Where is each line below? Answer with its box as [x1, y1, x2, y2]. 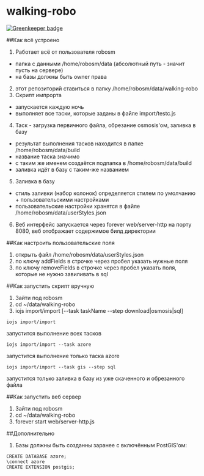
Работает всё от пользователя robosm [15, 48, 116, 56]
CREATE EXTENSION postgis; [6, 464, 75, 470]
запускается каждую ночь [15, 103, 84, 111]
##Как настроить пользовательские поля [6, 239, 115, 246]
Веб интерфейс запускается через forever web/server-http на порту [15, 221, 192, 228]
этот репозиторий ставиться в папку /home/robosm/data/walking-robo [15, 84, 199, 92]
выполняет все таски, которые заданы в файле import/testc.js [15, 109, 176, 117]
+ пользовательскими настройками [15, 196, 109, 203]
